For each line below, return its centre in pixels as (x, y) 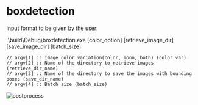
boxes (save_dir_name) (35, 79)
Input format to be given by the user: (52, 28)
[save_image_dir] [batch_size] (44, 46)
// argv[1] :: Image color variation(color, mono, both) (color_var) (97, 57)
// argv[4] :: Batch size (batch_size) (57, 84)
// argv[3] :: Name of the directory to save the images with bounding (99, 74)
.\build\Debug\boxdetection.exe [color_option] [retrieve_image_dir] (90, 40)
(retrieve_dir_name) (33, 68)
